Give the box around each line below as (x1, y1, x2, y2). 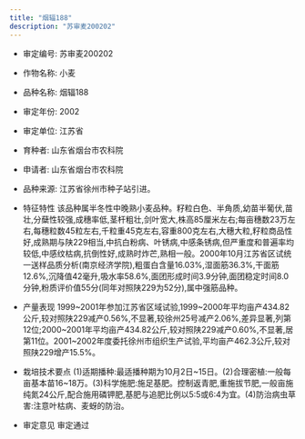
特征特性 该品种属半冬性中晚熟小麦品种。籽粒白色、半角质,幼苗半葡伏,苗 (22, 202, 293, 214)
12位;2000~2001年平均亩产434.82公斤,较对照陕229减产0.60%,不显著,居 (22, 324, 294, 334)
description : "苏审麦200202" (9, 22, 117, 31)
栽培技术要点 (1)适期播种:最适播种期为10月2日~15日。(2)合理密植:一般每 (22, 365, 291, 377)
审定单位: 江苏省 (22, 125, 84, 136)
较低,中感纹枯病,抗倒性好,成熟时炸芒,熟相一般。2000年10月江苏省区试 (22, 247, 284, 259)
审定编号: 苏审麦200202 (22, 47, 114, 59)
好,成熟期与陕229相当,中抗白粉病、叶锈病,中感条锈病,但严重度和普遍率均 (22, 236, 294, 247)
